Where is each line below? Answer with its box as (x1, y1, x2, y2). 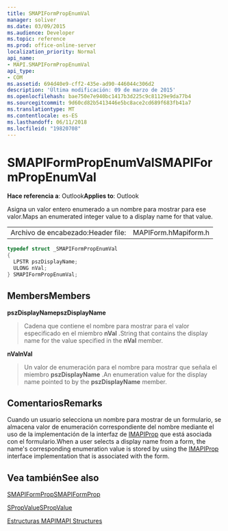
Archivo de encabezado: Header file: (10, 228, 127, 238)
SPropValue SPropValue (7, 504, 73, 512)
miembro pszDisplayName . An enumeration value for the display (23, 370, 207, 379)
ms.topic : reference (7, 36, 66, 43)
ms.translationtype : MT (7, 106, 75, 113)
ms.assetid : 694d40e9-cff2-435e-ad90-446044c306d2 (7, 80, 155, 87)
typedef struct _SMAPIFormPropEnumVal (7, 245, 118, 253)
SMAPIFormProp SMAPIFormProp (7, 490, 101, 499)
